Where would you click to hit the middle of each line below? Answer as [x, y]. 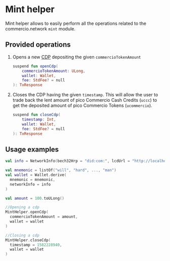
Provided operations [38, 45]
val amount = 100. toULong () [35, 198]
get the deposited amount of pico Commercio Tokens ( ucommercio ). [82, 105]
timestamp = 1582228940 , [36, 245]
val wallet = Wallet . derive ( [36, 175]
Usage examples [32, 149]
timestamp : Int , [39, 120]
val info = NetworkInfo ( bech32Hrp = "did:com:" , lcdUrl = [68, 161]
